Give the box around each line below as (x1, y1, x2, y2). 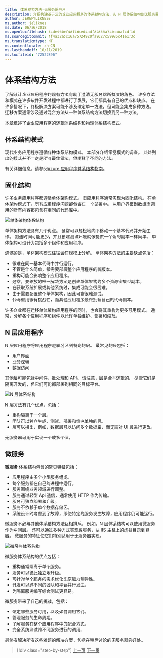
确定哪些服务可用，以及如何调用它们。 (12, 609, 89, 614)
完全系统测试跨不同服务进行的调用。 (12, 627, 85, 632)
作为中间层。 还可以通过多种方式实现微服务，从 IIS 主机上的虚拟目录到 (5, 527, 146, 533)
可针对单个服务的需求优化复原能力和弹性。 (12, 576, 98, 581)
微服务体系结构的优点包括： (5, 553, 61, 559)
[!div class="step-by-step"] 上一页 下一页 (16, 647, 100, 653)
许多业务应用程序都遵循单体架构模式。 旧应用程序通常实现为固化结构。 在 (5, 195, 152, 201)
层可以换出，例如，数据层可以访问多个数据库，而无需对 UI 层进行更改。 (12, 424, 155, 430)
